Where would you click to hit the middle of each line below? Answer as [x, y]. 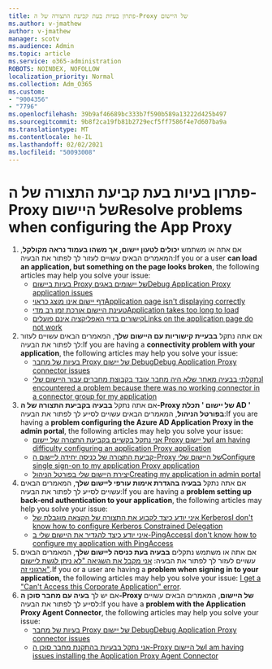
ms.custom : [27, 92]
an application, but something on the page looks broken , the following [140, 267]
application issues [63, 293]
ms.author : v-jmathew [45, 24]
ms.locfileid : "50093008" [52, 152]
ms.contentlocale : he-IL [50, 137]
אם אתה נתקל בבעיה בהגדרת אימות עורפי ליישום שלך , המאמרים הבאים [133, 483]
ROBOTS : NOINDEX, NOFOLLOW [54, 69]
